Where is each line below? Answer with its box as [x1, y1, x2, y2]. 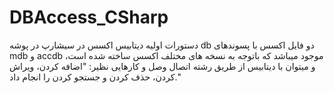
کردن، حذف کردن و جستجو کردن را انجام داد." [9, 71, 181, 83]
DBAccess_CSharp [9, 6, 169, 29]
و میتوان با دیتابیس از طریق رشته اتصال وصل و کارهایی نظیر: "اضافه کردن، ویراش [9, 60, 316, 72]
